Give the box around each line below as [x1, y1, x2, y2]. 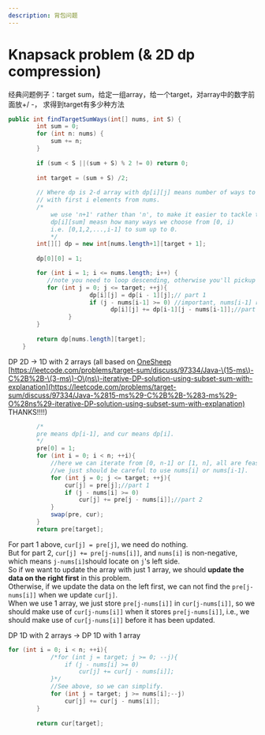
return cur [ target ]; [36, 719, 104, 727]
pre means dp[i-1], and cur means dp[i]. [36, 430, 175, 438]
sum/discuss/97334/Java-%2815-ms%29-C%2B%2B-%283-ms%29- [8, 390, 237, 400]
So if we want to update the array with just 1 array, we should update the [8, 564, 244, 574]
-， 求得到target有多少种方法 [31, 100, 125, 109]
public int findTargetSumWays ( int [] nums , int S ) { [8, 115, 181, 123]
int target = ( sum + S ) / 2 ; [36, 174, 129, 182]
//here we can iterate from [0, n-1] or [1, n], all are [50, 459, 242, 467]
